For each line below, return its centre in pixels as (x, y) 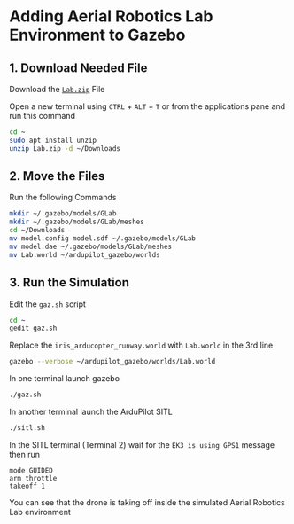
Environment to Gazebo (97, 35)
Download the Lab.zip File (57, 89)
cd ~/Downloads (37, 231)
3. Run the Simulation (70, 282)
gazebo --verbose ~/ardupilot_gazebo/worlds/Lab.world (112, 362)
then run (25, 454)
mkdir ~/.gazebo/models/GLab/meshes (77, 222)
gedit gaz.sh (33, 328)
